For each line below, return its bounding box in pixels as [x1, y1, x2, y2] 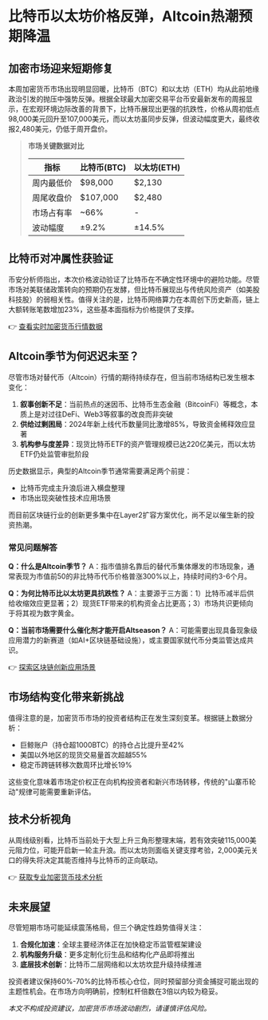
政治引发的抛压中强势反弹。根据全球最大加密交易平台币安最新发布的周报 [8, 94, 246, 104]
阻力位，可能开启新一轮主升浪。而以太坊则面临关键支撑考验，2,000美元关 [14, 845, 258, 855]
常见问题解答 [8, 542, 58, 553]
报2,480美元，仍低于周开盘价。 [8, 125, 112, 133]
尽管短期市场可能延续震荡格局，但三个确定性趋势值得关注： [8, 923, 204, 932]
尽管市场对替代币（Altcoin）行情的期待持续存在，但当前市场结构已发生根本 [8, 372, 255, 382]
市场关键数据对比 [27, 141, 85, 150]
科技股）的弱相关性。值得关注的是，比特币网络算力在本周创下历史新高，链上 [8, 295, 260, 304]
